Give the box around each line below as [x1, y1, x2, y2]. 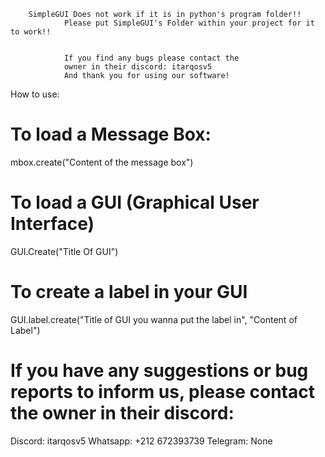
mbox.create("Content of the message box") [10, 156, 194, 168]
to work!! [10, 27, 52, 37]
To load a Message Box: [10, 123, 212, 146]
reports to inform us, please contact [10, 381, 315, 403]
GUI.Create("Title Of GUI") [10, 245, 119, 257]
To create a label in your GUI [10, 281, 248, 304]
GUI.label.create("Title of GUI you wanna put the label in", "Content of [10, 313, 298, 325]
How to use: [10, 88, 60, 100]
